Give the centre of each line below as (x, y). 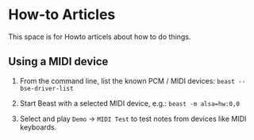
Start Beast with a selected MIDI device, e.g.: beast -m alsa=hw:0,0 (130, 103)
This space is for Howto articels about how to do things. (100, 37)
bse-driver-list (46, 88)
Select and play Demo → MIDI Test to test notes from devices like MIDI (133, 119)
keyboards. (38, 127)
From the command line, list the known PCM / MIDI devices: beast (127, 80)
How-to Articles (62, 15)
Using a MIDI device (58, 62)
